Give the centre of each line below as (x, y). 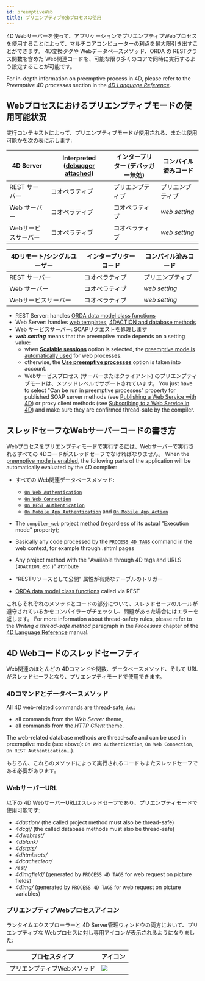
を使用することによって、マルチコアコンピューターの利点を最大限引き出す (100, 43)
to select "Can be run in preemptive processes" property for (100, 390)
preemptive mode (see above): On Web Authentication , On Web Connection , (100, 744)
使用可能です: (23, 810)
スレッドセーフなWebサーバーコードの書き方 (91, 430)
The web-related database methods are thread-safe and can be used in (96, 738)
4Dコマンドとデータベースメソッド (57, 694)
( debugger (79, 166)
